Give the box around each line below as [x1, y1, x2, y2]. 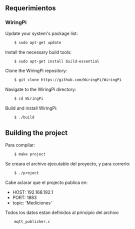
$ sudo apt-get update [14, 40, 61, 45]
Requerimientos [5, 4, 56, 12]
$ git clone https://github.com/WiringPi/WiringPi [14, 77, 122, 82]
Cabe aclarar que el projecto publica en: [5, 179, 88, 185]
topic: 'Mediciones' [12, 199, 52, 205]
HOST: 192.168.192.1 [12, 189, 53, 195]
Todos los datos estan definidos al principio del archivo [5, 209, 119, 215]
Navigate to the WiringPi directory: [5, 86, 76, 92]
